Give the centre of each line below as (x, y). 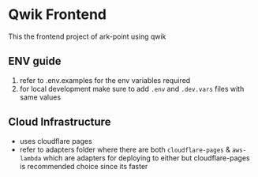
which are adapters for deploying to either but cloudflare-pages (146, 158)
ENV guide (35, 61)
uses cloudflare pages (56, 141)
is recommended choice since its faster (84, 166)
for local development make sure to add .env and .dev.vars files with (132, 88)
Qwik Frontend (57, 15)
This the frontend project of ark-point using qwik (87, 36)
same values (40, 97)
